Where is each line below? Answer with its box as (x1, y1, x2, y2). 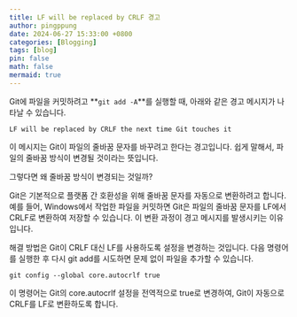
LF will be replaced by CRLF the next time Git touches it (9, 125, 232, 134)
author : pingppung (9, 21, 77, 30)
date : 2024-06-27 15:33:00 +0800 (9, 29, 133, 38)
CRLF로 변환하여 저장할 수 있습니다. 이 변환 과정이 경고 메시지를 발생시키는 (9, 212, 268, 222)
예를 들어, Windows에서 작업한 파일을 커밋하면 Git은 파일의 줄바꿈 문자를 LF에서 (9, 201, 286, 212)
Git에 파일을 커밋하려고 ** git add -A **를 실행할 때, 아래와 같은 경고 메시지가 (9, 96, 276, 106)
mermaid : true (9, 71, 62, 80)
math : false (9, 63, 53, 72)
